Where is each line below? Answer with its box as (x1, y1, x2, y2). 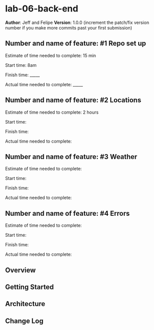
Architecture (5, 300, 46, 308)
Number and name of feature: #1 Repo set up (5, 39, 147, 48)
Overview (5, 266, 36, 274)
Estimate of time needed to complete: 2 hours (5, 109, 99, 115)
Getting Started (5, 283, 54, 291)
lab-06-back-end (5, 3, 78, 14)
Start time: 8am (5, 62, 37, 68)
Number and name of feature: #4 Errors (5, 209, 130, 217)
